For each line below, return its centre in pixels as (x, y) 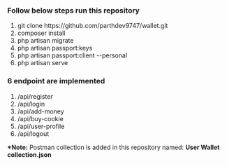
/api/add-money (41, 111)
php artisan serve (43, 63)
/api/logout (33, 133)
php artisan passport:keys (55, 48)
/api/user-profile (41, 126)
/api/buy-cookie (41, 118)
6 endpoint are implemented (56, 81)
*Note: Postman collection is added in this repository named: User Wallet (113, 147)
